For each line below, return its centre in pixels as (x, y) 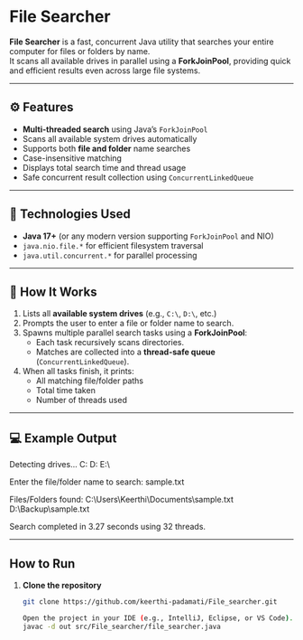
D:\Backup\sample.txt (50, 509)
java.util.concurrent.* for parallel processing (110, 255)
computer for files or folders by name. (80, 51)
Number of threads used (82, 400)
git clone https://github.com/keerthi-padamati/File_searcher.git (150, 602)
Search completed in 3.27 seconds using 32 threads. (107, 527)
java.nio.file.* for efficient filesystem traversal (113, 245)
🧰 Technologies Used (70, 214)
